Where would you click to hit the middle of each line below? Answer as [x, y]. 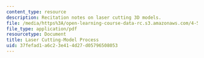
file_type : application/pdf [42, 29]
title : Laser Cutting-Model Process [53, 40]
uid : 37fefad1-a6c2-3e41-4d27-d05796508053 [62, 46]
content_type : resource [36, 12]
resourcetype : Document [36, 34]
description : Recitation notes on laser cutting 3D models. [84, 18]
